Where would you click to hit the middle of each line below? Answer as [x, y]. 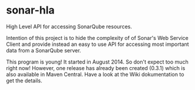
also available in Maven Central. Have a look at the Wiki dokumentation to [95, 74]
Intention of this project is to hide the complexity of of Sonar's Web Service [97, 38]
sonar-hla [30, 10]
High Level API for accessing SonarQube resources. [69, 26]
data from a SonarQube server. [44, 50]
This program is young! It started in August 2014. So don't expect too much [97, 62]
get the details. [24, 81]
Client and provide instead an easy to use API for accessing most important [98, 44]
